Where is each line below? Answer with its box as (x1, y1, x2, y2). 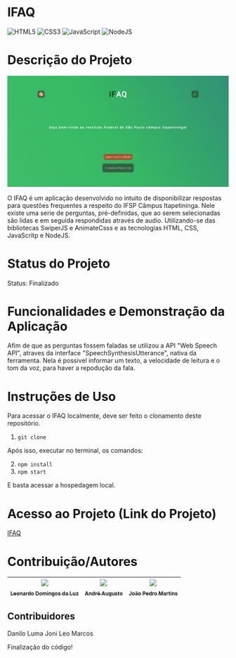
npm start (17, 468, 47, 476)
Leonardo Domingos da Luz (10, 590, 79, 597)
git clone (17, 434, 47, 441)
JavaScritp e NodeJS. (7, 231, 70, 239)
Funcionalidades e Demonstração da (7, 303, 225, 320)
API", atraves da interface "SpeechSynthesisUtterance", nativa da (7, 349, 197, 357)
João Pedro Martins (129, 590, 178, 597)
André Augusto (84, 590, 123, 597)
